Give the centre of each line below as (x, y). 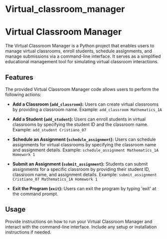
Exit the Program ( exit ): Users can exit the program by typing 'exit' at (84, 188)
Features (19, 77)
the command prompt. (35, 194)
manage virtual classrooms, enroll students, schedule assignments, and (79, 51)
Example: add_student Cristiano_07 (49, 129)
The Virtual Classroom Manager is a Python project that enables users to (80, 46)
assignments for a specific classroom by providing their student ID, (81, 169)
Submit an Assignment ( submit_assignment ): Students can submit (80, 164)
